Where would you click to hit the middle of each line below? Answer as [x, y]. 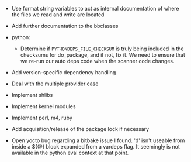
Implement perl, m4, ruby [42, 118]
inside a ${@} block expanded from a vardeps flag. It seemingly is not [95, 147]
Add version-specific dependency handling [64, 72]
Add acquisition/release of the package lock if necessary [80, 129]
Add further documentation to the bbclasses [65, 26]
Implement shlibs [32, 95]
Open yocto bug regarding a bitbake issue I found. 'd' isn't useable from [98, 140]
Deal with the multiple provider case [55, 84]
